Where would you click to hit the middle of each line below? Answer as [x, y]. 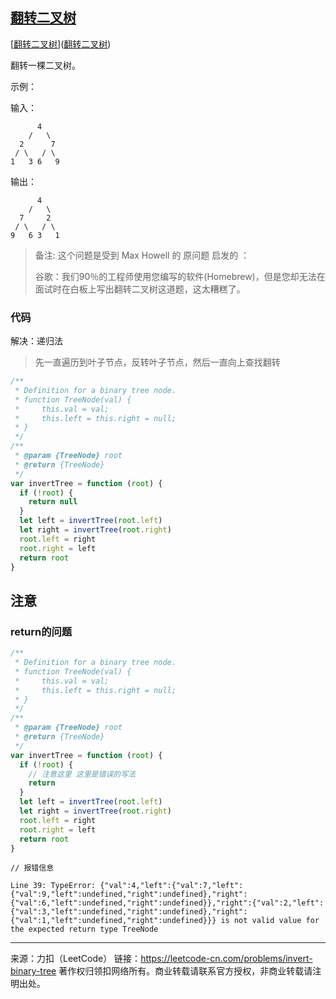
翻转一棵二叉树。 [45, 65]
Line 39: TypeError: [53, 886]
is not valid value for [270, 921]
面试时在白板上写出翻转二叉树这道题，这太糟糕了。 [140, 289]
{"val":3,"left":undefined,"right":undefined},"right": [129, 912]
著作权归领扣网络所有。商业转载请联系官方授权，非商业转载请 [185, 971]
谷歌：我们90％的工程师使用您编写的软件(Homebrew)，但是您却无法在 [180, 276]
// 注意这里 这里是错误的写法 [82, 774]
